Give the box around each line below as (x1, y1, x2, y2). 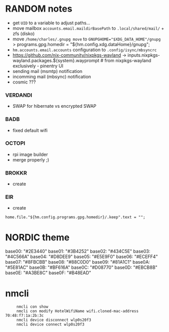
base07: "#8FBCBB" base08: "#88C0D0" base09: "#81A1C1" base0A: (5, 259, 150, 265)
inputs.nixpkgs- (128, 52, 160, 58)
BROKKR (5, 169, 27, 176)
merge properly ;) (12, 156, 49, 162)
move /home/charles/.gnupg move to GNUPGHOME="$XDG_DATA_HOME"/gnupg (12, 36, 161, 42)
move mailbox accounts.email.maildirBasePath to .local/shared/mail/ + (12, 25, 164, 31)
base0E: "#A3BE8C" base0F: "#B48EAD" (5, 270, 92, 276)
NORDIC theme (5, 231, 70, 243)
